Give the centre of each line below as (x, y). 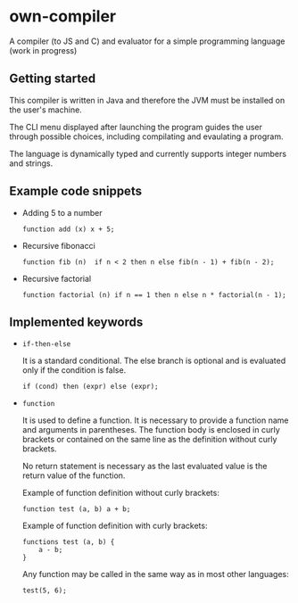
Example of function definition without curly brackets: (121, 493)
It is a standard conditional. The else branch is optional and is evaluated (154, 361)
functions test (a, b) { (68, 542)
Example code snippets (76, 191)
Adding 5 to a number (62, 212)
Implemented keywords (76, 322)
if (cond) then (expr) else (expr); (90, 387)
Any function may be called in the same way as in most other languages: (155, 574)
